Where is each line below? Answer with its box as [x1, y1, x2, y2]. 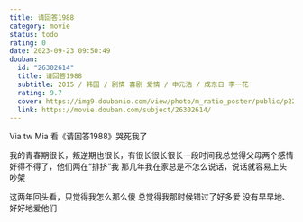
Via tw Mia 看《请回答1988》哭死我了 [9, 131, 148, 142]
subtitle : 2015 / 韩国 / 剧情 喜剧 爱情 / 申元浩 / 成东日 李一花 [17, 80, 250, 89]
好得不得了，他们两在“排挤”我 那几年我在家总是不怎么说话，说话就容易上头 [9, 161, 288, 172]
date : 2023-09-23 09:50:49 [9, 47, 111, 56]
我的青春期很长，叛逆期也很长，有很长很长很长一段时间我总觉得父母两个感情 [9, 150, 294, 161]
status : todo [9, 30, 59, 39]
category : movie [9, 22, 70, 31]
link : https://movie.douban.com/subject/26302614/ [17, 105, 212, 114]
